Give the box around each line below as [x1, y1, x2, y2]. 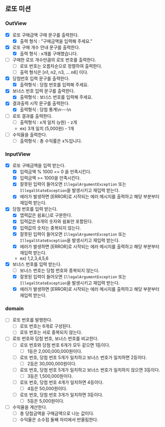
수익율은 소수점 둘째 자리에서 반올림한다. [19, 417, 98, 423]
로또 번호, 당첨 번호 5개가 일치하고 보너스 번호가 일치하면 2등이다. [19, 354, 147, 360]
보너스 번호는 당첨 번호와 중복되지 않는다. [19, 267, 100, 273]
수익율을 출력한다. [12, 131, 47, 138]
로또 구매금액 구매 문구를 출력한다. [12, 32, 79, 38]
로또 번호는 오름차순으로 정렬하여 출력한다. [19, 63, 103, 69]
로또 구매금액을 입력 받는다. [12, 163, 66, 169]
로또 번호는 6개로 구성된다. [19, 323, 72, 329]
